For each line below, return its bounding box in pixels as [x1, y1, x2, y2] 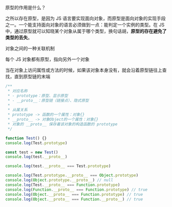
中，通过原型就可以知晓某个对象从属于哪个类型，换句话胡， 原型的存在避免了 [5, 28, 167, 34]
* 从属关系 [7, 107, 28, 112]
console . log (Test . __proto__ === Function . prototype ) [5, 182, 120, 188]
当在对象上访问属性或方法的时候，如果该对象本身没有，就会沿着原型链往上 [5, 67, 162, 73]
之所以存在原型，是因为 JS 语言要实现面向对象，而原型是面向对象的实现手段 [5, 15, 166, 21]
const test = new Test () [5, 150, 58, 155]
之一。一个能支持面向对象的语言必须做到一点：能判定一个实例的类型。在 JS [5, 22, 165, 28]
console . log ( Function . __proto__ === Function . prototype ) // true [5, 187, 148, 192]
